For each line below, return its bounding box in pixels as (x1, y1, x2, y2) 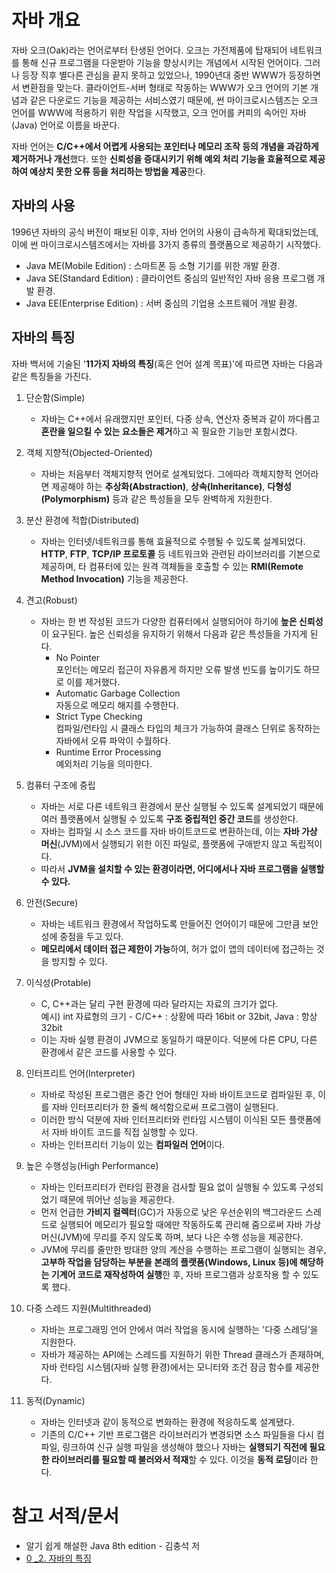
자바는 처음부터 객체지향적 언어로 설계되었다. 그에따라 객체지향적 (40, 467, 293, 480)
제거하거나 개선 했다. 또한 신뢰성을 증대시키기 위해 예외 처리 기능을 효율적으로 (11, 152, 308, 165)
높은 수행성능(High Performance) (25, 1159, 159, 1171)
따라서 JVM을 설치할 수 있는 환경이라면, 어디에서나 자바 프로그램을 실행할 (40, 862, 325, 875)
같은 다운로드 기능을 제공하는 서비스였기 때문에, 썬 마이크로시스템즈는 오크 (29, 94, 319, 106)
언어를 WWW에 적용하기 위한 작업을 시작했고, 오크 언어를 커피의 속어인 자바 (11, 106, 307, 118)
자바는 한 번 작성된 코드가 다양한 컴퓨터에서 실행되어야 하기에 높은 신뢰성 (40, 615, 324, 627)
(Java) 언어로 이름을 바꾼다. (11, 119, 121, 131)
